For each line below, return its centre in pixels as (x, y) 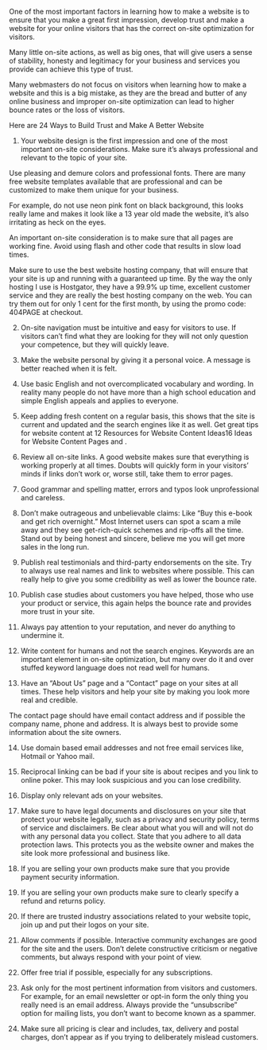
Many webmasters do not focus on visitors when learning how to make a (128, 84)
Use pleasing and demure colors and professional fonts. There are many (127, 173)
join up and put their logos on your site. (85, 925)
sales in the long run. (55, 547)
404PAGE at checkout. (46, 312)
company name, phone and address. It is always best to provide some (124, 724)
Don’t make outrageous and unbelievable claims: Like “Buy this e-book (136, 513)
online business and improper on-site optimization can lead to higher (122, 101)
